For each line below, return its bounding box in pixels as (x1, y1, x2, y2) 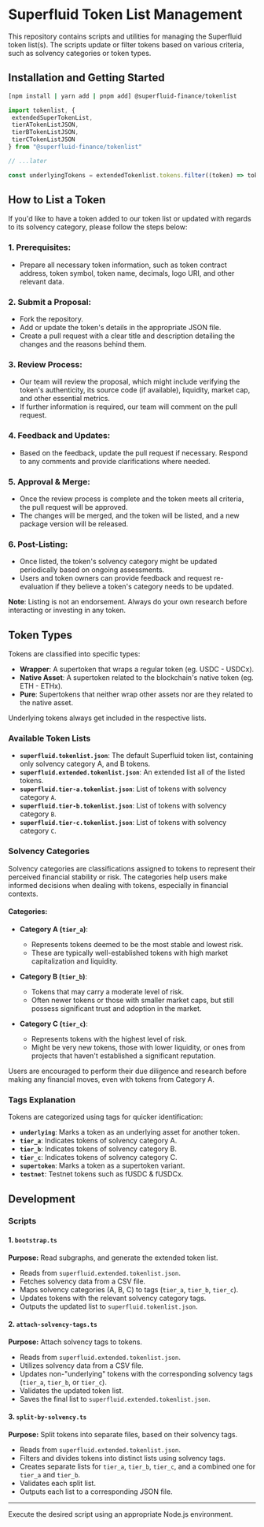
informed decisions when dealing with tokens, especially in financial (8, 880, 229, 890)
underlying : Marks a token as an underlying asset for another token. (19, 1128, 240, 1137)
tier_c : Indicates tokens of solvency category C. (19, 1153, 178, 1162)
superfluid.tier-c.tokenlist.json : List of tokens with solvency (19, 818, 227, 827)
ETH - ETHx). (19, 682, 63, 691)
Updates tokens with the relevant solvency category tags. (19, 1293, 207, 1302)
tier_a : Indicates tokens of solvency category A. (19, 1136, 178, 1146)
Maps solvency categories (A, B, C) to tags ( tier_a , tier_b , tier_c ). (19, 1284, 239, 1294)
